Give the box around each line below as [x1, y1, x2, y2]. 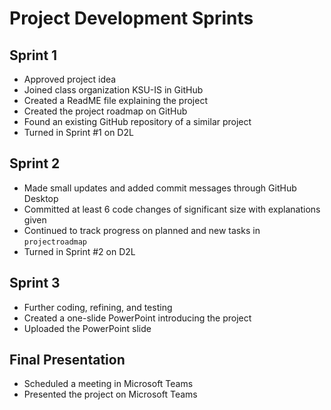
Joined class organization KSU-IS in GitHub [23, 84, 204, 96]
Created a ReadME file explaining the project [23, 95, 208, 106]
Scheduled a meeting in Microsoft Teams [23, 378, 194, 390]
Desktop [23, 192, 59, 204]
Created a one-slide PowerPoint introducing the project [23, 312, 252, 324]
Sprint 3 [9, 275, 61, 292]
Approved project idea [23, 73, 117, 85]
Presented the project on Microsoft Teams [23, 388, 198, 401]
